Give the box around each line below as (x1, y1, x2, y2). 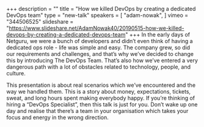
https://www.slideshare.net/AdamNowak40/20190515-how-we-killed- (9, 24, 184, 32)
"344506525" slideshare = (6, 18, 74, 25)
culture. (6, 70, 26, 77)
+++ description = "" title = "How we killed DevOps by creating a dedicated (6, 5, 196, 12)
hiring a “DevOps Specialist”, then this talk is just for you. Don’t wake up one (6, 101, 198, 108)
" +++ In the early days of (125, 31, 191, 38)
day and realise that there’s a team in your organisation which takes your (6, 108, 189, 114)
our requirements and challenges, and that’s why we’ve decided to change (6, 50, 194, 57)
